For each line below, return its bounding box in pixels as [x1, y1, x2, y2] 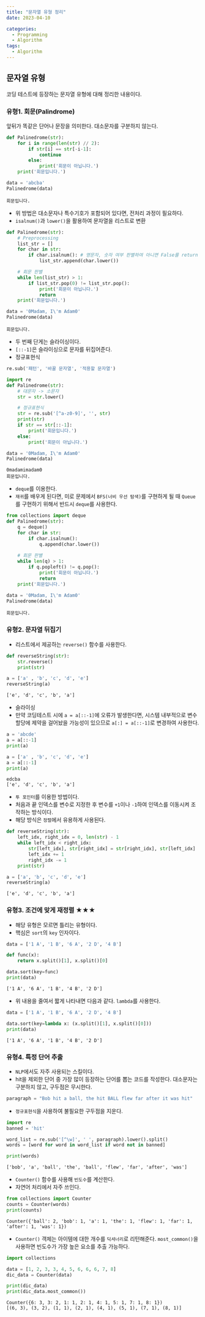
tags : [6, 43, 20, 49]
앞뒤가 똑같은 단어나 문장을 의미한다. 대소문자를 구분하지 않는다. [6, 122, 158, 130]
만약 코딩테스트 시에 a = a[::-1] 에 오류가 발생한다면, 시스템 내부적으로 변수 [15, 712, 198, 719]
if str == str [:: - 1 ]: [17, 422, 72, 429]
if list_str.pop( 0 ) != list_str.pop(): [28, 280, 130, 286]
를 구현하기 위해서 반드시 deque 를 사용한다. [15, 500, 117, 508]
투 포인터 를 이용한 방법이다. [15, 793, 80, 801]
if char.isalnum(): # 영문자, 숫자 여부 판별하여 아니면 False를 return [28, 252, 198, 258]
